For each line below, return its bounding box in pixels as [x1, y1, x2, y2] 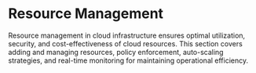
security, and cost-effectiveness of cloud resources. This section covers [8, 38, 243, 48]
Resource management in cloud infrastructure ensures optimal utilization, [8, 31, 246, 40]
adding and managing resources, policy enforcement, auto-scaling [8, 47, 224, 57]
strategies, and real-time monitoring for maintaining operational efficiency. [8, 56, 249, 65]
